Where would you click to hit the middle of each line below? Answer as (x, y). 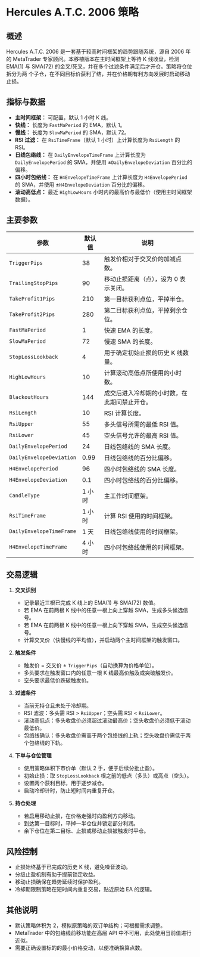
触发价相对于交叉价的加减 (140, 259)
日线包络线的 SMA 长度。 (139, 447)
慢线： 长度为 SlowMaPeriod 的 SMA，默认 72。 (72, 132)
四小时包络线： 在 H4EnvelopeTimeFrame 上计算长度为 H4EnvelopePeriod (101, 177)
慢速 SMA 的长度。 (130, 342)
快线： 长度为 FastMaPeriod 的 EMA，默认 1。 (70, 125)
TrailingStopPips (34, 283)
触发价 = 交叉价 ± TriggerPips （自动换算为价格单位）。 (90, 665)
